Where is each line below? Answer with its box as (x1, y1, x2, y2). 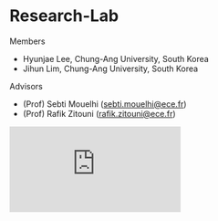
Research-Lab (9, 5, 119, 26)
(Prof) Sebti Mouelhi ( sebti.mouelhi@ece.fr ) (22, 98, 187, 110)
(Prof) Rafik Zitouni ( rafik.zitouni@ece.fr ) (22, 108, 176, 119)
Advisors (9, 80, 44, 91)
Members (9, 36, 46, 47)
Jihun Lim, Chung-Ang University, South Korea (22, 63, 199, 74)
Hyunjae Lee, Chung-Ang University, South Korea (22, 53, 210, 64)
